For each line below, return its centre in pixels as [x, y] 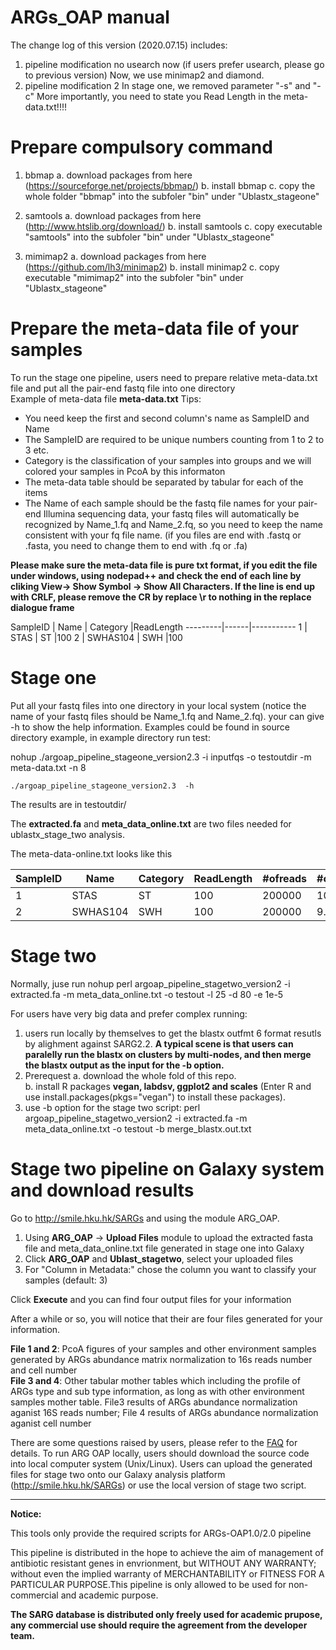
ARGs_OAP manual [90, 17]
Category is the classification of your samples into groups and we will [168, 460]
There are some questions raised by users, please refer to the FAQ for [154, 1442]
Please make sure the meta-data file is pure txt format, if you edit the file [164, 565]
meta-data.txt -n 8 [48, 767]
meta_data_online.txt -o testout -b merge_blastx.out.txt [138, 1128]
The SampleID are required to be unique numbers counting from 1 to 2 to [174, 439]
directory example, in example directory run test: [110, 737]
